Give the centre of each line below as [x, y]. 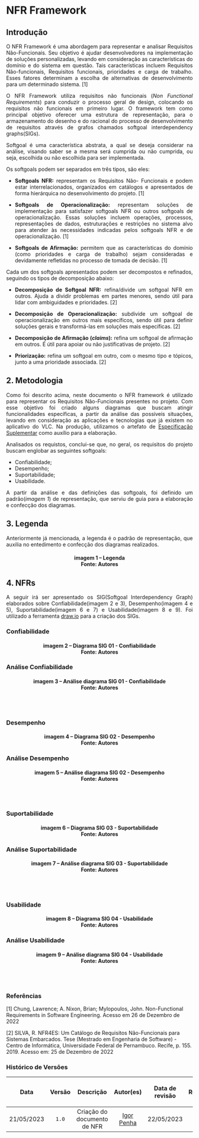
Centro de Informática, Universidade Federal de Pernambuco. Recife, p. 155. [99, 1045]
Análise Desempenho [38, 758]
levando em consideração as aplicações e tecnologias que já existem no [99, 420]
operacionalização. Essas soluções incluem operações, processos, [104, 217]
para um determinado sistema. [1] [47, 84]
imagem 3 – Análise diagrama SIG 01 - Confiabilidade [99, 681]
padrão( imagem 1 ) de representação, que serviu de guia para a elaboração [99, 498]
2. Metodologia [35, 381]
